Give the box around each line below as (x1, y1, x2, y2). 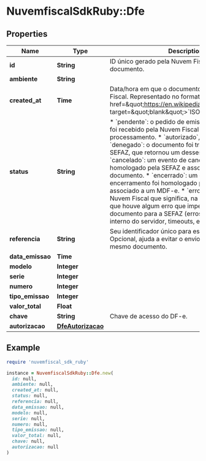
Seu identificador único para (109, 227, 192, 235)
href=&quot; (109, 100, 145, 108)
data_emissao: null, (12, 404, 64, 410)
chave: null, (12, 438, 45, 444)
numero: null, (12, 421, 48, 427)
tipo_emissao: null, (12, 427, 64, 433)
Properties (6, 29, 48, 39)
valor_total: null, (12, 433, 62, 439)
